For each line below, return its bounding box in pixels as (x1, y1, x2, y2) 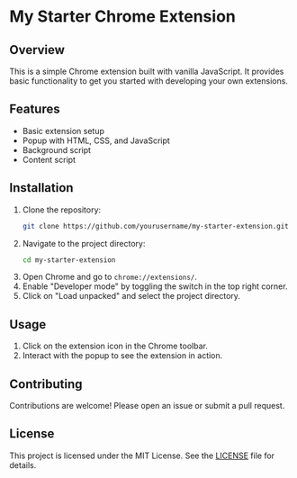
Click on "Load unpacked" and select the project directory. (22, 291, 241, 302)
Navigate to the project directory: (22, 238, 146, 248)
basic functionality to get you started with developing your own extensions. (9, 76, 288, 86)
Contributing (9, 376, 83, 392)
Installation (9, 180, 74, 195)
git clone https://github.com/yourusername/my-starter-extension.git (22, 221, 290, 230)
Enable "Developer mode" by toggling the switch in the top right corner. (22, 281, 288, 292)
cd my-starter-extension (22, 255, 116, 265)
